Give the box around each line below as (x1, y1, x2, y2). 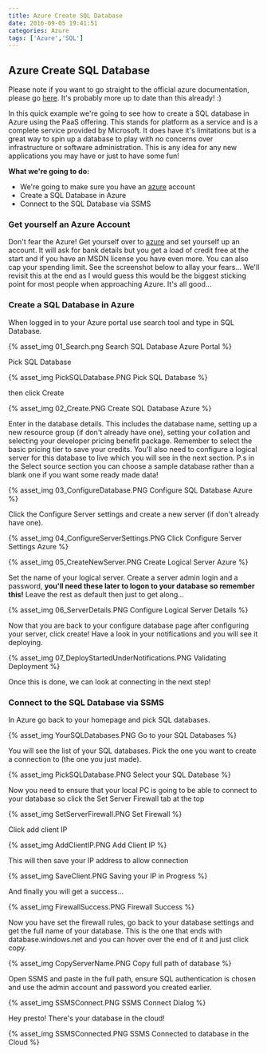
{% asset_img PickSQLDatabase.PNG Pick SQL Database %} (8, 372, 208, 382)
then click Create (8, 388, 65, 398)
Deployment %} (8, 661, 61, 671)
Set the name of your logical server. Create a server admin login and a (8, 573, 238, 582)
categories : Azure (8, 26, 69, 34)
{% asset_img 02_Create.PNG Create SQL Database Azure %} (8, 403, 212, 413)
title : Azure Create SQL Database (8, 11, 124, 20)
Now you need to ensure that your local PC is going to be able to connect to (8, 785, 257, 794)
